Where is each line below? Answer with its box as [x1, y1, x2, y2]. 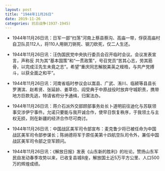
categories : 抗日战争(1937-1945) [5, 21, 71, 26]
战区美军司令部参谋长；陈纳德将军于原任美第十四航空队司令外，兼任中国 [12, 132, 159, 138]
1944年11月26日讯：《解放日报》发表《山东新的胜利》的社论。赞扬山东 [12, 148, 154, 155]
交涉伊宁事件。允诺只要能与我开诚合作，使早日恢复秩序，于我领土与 [16, 109, 155, 115]
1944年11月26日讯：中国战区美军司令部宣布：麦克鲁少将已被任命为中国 [12, 126, 157, 132]
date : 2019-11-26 [5, 16, 41, 21]
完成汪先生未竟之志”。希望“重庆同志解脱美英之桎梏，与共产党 [25, 64, 150, 70]
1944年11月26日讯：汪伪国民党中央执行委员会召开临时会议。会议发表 [12, 52, 152, 57]
